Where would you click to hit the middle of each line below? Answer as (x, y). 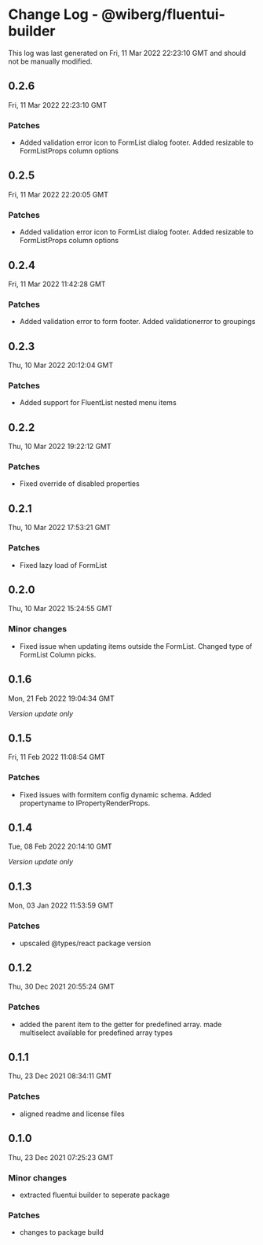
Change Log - (53, 15)
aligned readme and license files (72, 1114)
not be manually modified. (50, 61)
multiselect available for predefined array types (96, 1033)
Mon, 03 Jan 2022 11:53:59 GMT (61, 905)
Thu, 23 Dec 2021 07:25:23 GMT (61, 1157)
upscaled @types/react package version (85, 943)
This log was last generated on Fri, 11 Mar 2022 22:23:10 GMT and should (127, 53)
